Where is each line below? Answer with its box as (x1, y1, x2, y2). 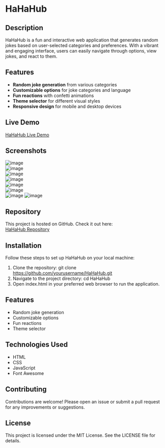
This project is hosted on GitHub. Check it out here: (5, 221, 113, 227)
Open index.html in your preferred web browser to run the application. (12, 281, 160, 287)
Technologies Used (5, 340, 68, 349)
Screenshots (5, 147, 47, 155)
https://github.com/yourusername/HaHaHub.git (12, 270, 113, 276)
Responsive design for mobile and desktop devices (12, 103, 122, 109)
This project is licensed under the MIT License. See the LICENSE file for (5, 432, 156, 438)
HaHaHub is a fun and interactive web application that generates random (5, 37, 158, 43)
